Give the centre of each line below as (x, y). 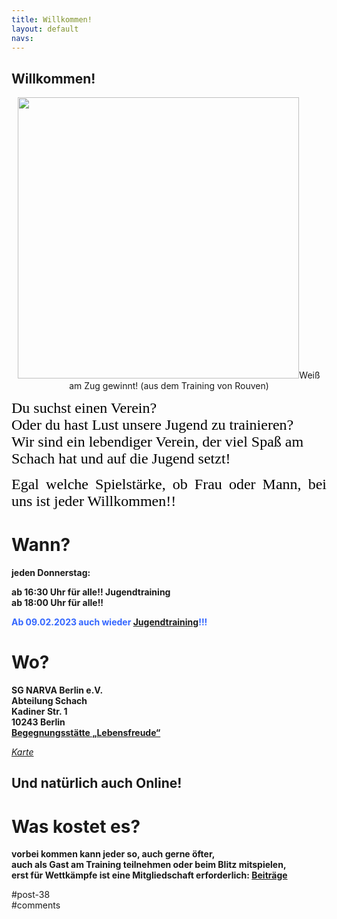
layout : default (45, 29)
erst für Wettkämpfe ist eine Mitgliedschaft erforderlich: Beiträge (149, 875)
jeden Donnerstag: (51, 573)
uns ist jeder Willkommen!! (94, 501)
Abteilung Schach (49, 701)
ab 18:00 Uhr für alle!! (57, 603)
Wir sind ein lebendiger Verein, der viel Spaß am (157, 442)
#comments (36, 905)
